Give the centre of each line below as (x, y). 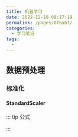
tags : (13, 39)
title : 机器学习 (24, 12)
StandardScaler (26, 103)
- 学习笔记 (23, 34)
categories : (21, 28)
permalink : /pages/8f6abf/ (39, 23)
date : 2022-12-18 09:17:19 (39, 17)
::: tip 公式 (18, 117)
